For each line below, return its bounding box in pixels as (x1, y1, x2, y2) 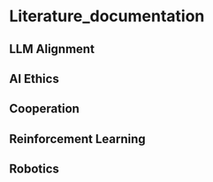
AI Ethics (9, 71, 59, 86)
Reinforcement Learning (9, 131, 146, 147)
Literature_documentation (9, 6, 205, 27)
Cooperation (9, 102, 80, 117)
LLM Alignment (9, 42, 95, 57)
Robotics (9, 162, 60, 177)
